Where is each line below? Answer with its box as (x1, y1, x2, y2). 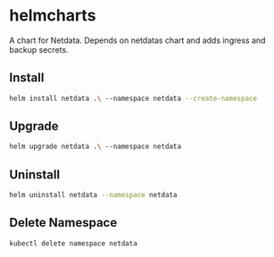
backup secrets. (9, 44, 69, 54)
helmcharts (9, 5, 96, 26)
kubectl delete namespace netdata (9, 238, 138, 248)
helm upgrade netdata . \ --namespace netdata (9, 142, 181, 152)
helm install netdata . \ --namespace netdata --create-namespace (9, 94, 257, 103)
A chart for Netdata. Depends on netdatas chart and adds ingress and (9, 35, 266, 46)
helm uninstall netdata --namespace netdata (9, 191, 178, 200)
